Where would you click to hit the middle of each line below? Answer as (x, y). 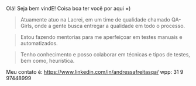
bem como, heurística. (47, 61)
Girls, (27, 26)
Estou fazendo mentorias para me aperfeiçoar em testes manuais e (101, 37)
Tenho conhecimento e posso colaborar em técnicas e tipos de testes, (105, 54)
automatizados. (39, 43)
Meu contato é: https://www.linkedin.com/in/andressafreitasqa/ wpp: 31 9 (95, 72)
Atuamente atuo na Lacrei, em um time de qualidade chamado (95, 19)
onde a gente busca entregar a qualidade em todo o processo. (110, 26)
